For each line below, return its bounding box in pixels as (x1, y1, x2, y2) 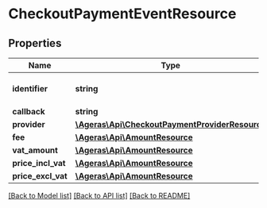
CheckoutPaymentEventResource (8, 5, 237, 23)
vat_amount (12, 144, 58, 156)
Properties (8, 37, 62, 50)
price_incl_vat (12, 158, 66, 168)
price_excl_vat (12, 171, 68, 181)
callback (12, 106, 45, 117)
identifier (12, 83, 48, 94)
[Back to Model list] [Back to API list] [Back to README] (8, 191, 191, 200)
